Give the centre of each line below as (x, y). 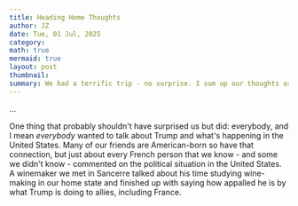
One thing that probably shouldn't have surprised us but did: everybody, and (149, 126)
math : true (29, 51)
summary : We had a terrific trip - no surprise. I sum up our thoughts (144, 83)
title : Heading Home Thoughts (65, 17)
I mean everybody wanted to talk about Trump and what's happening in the (146, 135)
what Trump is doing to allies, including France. (95, 192)
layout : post (33, 67)
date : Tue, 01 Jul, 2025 (55, 34)
